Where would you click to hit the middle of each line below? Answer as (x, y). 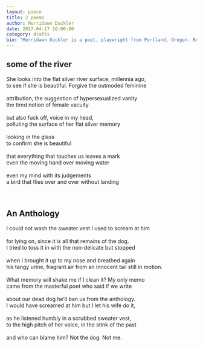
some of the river (39, 64)
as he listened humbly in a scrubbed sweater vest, (69, 318)
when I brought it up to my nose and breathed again (71, 260)
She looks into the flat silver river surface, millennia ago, (76, 79)
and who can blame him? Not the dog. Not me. (64, 337)
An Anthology (33, 214)
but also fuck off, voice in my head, (50, 117)
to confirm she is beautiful (39, 143)
